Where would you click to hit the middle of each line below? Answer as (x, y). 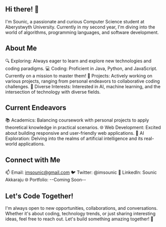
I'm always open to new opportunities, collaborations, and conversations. (81, 208)
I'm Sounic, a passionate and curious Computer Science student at (75, 21)
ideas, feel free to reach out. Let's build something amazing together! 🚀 (79, 219)
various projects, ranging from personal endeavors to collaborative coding (83, 81)
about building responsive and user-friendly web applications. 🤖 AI (75, 133)
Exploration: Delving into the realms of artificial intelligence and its (74, 139)
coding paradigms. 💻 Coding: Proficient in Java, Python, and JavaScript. (81, 68)
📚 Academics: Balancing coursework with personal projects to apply (77, 120)
